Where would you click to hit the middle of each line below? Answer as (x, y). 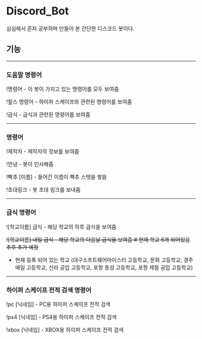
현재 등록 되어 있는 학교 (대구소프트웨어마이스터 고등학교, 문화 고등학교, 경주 (104, 260)
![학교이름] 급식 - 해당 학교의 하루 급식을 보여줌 (61, 227)
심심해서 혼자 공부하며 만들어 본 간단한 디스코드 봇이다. (70, 28)
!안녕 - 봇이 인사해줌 (30, 164)
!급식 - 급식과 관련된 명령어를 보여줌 (48, 115)
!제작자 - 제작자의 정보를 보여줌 (43, 151)
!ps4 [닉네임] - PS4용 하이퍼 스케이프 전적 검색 (62, 317)
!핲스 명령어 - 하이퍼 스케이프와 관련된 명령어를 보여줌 (69, 102)
